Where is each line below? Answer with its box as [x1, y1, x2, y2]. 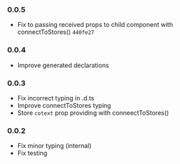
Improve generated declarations [17, 61, 109, 69]
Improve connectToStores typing [17, 101, 111, 109]
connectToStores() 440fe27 [17, 28, 95, 36]
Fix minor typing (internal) [17, 142, 92, 150]
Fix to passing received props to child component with [17, 21, 174, 29]
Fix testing [17, 149, 47, 157]
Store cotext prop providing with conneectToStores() [17, 109, 169, 117]
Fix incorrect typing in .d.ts [17, 93, 95, 102]
